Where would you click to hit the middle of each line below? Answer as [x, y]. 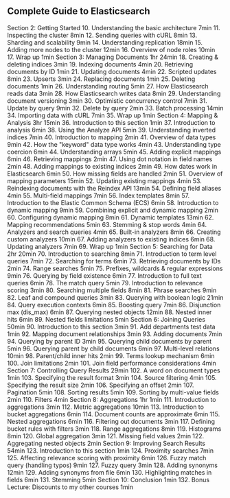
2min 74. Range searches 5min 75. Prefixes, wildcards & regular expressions [115, 268]
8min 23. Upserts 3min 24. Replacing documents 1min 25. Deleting [101, 79]
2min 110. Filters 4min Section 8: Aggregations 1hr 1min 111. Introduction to [112, 399]
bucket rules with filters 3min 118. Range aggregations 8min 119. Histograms [114, 429]
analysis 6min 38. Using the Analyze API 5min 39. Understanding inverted [112, 130]
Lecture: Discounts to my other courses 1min [70, 487]
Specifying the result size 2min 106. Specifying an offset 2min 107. [101, 385]
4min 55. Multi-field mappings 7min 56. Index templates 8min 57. [99, 195]
